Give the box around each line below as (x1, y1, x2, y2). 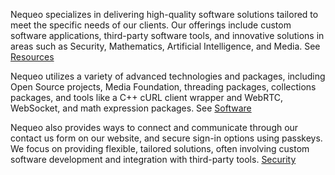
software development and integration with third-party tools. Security (10, 154, 297, 165)
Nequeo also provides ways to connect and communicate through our (10, 122, 299, 133)
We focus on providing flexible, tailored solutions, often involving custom (10, 143, 310, 154)
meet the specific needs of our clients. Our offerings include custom (10, 19, 292, 31)
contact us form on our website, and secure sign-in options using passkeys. (10, 132, 323, 144)
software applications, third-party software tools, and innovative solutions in (10, 30, 325, 41)
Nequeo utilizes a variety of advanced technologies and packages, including (10, 70, 326, 82)
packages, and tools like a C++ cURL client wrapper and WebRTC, (10, 92, 284, 103)
